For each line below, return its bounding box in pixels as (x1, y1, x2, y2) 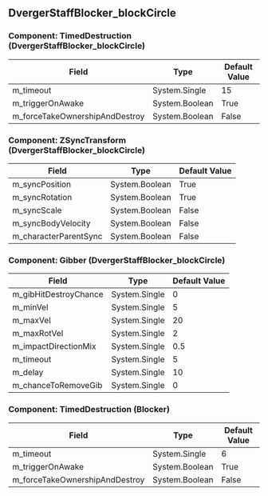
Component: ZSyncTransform (8, 134, 126, 146)
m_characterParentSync (12, 230, 103, 242)
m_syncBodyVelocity (12, 218, 91, 229)
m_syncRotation (12, 191, 73, 202)
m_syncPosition (12, 178, 72, 190)
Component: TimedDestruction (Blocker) (8, 404, 170, 415)
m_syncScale (12, 204, 62, 215)
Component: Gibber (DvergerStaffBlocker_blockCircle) (8, 254, 226, 266)
